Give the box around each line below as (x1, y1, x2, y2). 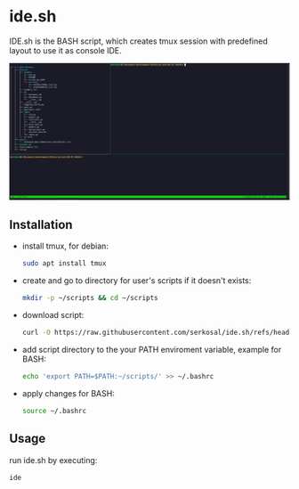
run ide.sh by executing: (9, 454, 98, 465)
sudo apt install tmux (21, 259, 107, 268)
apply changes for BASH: (21, 387, 116, 398)
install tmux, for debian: (21, 240, 109, 251)
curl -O (21, 328, 51, 338)
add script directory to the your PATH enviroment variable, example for (21, 344, 282, 355)
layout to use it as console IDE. (9, 45, 122, 55)
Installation (9, 216, 73, 232)
